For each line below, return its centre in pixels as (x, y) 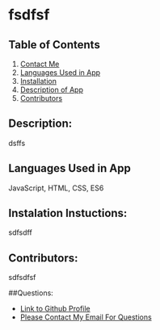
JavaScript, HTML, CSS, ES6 (56, 188)
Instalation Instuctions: (68, 213)
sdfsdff (20, 232)
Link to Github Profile (55, 309)
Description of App (51, 90)
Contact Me (40, 64)
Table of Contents (55, 45)
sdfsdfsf (22, 278)
